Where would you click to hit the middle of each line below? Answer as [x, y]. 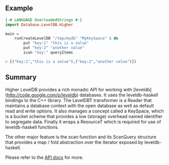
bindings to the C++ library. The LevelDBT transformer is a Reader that [79, 100]
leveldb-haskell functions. [32, 127]
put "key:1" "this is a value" [56, 43]
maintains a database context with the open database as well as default [79, 105]
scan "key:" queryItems [48, 52]
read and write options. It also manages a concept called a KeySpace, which [84, 111]
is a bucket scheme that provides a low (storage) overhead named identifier [84, 116]
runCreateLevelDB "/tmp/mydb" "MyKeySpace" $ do [66, 38]
